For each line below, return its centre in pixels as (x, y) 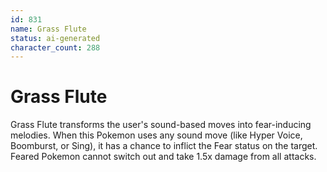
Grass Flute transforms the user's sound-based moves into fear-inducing (161, 125)
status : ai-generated (55, 38)
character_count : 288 (55, 47)
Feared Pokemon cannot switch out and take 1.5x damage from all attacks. (163, 157)
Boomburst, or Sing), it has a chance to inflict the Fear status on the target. (164, 146)
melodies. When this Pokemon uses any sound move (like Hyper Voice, (156, 135)
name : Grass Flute (48, 29)
